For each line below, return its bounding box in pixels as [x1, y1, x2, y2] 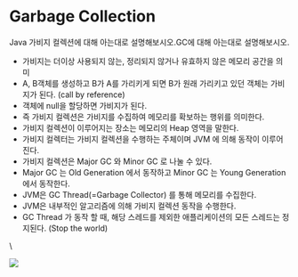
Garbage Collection [9, 6, 156, 27]
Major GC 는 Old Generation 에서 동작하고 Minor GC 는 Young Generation [21, 167, 286, 177]
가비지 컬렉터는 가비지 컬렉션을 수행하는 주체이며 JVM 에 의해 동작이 [21, 134, 261, 144]
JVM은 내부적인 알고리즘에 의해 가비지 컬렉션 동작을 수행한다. [21, 200, 237, 211]
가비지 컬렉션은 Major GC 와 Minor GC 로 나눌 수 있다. [21, 156, 213, 167]
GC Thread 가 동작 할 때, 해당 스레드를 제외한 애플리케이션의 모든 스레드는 [21, 211, 280, 222]
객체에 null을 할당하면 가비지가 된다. [21, 100, 148, 110]
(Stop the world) [48, 223, 109, 233]
